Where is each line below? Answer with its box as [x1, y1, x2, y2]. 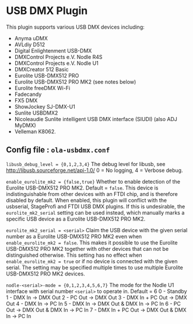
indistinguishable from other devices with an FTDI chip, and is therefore [6, 190, 178, 197]
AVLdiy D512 [14, 41, 45, 48]
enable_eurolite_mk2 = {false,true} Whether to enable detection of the [6, 178, 181, 185]
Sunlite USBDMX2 [14, 109, 58, 116]
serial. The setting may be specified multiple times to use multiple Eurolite [6, 264, 184, 271]
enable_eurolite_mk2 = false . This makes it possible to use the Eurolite [6, 239, 178, 246]
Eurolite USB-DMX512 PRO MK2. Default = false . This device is [6, 184, 159, 191]
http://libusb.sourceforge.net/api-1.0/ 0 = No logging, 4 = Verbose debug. [6, 167, 183, 174]
